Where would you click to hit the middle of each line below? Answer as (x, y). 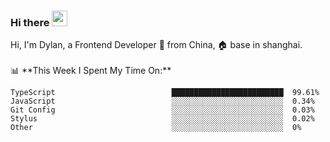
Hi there (30, 22)
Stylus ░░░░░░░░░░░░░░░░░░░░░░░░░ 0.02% (162, 119)
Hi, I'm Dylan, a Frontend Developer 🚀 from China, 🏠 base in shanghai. (156, 45)
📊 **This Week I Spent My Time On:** (91, 71)
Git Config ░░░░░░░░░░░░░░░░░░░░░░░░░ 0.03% (162, 110)
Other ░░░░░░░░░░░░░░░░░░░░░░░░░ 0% (156, 128)
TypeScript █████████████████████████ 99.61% (165, 93)
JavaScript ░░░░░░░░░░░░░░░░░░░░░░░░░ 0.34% (162, 101)
